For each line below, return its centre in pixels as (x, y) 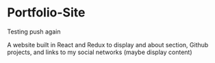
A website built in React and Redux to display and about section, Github (108, 45)
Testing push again (34, 32)
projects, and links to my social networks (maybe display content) (100, 52)
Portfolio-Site (46, 13)
